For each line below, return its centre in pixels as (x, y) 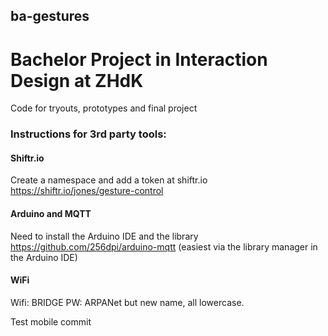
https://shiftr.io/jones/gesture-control (87, 191)
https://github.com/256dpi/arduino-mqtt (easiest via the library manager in (164, 246)
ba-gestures (50, 16)
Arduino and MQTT (51, 214)
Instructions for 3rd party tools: (88, 134)
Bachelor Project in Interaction (139, 59)
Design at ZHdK (77, 80)
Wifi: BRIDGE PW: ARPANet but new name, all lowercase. (127, 302)
